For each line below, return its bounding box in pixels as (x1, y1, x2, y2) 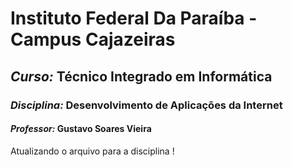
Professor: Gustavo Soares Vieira (10, 123, 152, 135)
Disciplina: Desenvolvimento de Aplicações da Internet (10, 98, 283, 112)
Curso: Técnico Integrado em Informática (10, 68, 273, 85)
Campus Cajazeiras (10, 28, 176, 51)
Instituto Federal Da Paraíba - (10, 7, 258, 30)
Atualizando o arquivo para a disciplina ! (10, 145, 175, 157)
